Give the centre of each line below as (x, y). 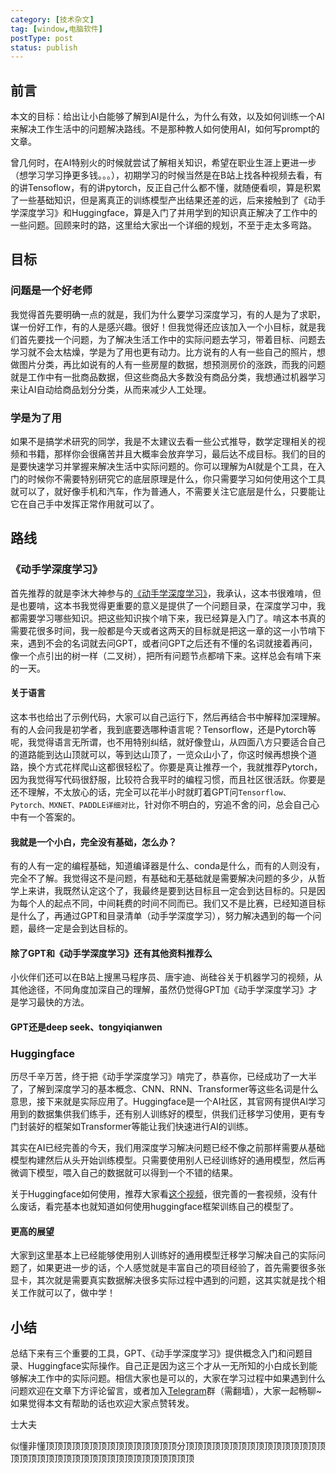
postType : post (42, 38)
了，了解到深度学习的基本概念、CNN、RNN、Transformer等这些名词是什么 (164, 1089)
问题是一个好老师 (51, 291)
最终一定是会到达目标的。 (80, 928)
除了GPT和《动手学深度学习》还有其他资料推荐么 (111, 953)
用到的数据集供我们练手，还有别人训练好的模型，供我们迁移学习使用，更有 (163, 1114)
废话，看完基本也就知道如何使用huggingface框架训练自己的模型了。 (158, 1207)
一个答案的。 (54, 817)
